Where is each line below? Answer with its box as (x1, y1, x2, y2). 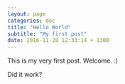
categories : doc (7, 17, 55, 24)
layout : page (7, 10, 46, 18)
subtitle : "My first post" (7, 30, 87, 38)
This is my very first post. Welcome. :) (7, 56, 119, 65)
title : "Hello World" (7, 23, 72, 31)
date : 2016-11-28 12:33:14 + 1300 (7, 37, 110, 44)
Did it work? (7, 70, 43, 79)
